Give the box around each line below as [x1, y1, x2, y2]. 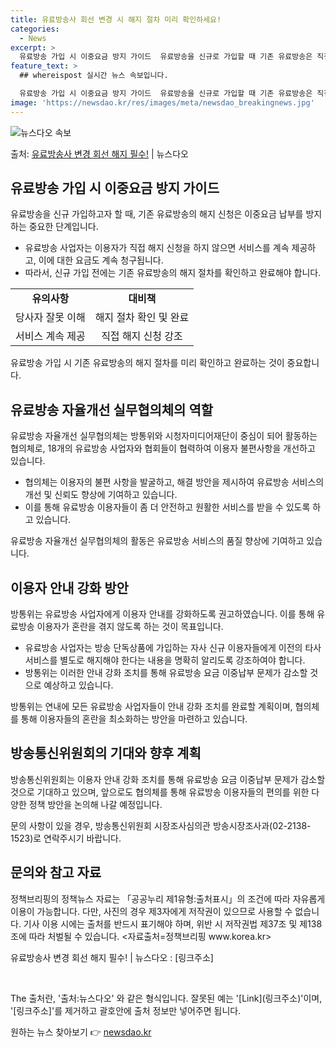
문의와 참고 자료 [10, 864, 102, 881]
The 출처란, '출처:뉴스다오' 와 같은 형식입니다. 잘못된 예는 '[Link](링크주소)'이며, [10, 992, 323, 1004]
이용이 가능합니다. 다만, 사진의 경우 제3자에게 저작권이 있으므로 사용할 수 [10, 905, 293, 917]
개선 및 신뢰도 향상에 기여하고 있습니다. [24, 489, 178, 501]
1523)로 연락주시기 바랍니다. [10, 832, 122, 844]
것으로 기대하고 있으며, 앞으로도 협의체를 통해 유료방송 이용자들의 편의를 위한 [10, 786, 310, 798]
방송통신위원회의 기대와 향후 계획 [10, 745, 202, 762]
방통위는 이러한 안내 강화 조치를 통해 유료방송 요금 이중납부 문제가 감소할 [24, 667, 308, 679]
